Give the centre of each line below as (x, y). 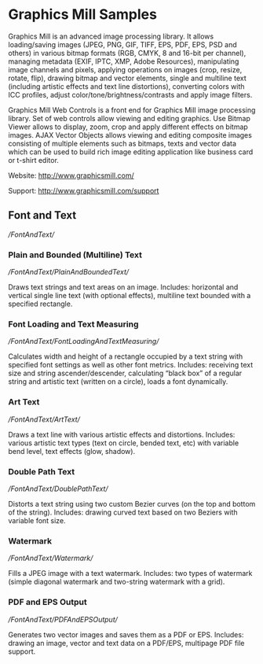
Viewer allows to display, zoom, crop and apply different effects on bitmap (128, 127)
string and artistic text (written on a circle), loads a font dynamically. (118, 382)
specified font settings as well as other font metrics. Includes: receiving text (131, 365)
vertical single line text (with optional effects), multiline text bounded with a (130, 296)
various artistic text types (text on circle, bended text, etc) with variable (124, 443)
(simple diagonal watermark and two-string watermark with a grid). (117, 582)
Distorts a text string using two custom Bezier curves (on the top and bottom (132, 504)
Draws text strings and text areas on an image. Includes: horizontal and (123, 287)
